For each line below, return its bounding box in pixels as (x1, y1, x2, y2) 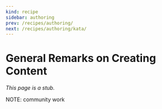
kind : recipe (5, 8, 39, 15)
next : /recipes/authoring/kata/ (5, 25, 87, 32)
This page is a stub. (5, 84, 55, 92)
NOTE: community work (5, 96, 65, 103)
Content (5, 64, 48, 78)
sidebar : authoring (5, 14, 55, 20)
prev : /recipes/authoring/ (5, 20, 73, 26)
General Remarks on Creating (5, 52, 157, 65)
